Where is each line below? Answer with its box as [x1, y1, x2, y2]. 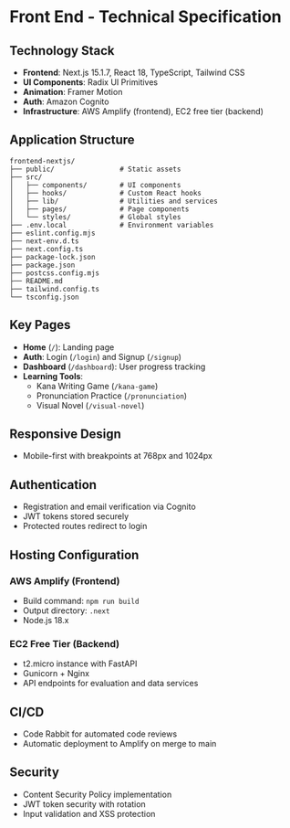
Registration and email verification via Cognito [22, 501, 196, 513]
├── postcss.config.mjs [9, 268, 100, 278]
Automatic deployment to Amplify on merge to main [22, 738, 217, 749]
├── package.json [9, 260, 76, 270]
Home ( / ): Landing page [22, 341, 115, 353]
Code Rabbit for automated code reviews [22, 728, 178, 739]
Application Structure [9, 133, 135, 148]
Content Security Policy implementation [22, 789, 172, 800]
